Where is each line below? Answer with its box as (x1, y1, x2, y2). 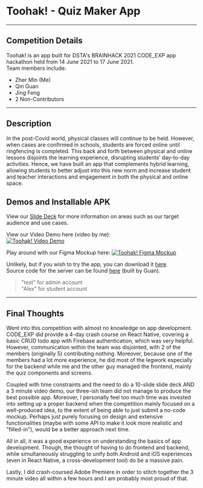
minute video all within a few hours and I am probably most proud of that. (6, 475, 188, 482)
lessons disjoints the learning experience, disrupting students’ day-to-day (6, 154, 190, 161)
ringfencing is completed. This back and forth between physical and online (6, 147, 193, 154)
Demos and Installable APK (6, 197, 111, 207)
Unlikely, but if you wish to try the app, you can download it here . (6, 261, 168, 268)
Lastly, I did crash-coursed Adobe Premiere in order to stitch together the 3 (6, 469, 194, 476)
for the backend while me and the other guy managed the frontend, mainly (6, 363, 192, 370)
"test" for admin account (21, 279, 83, 286)
